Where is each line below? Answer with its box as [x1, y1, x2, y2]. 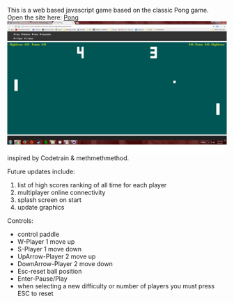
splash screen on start [17, 195, 82, 204]
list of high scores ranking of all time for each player [17, 180, 167, 189]
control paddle [17, 230, 60, 238]
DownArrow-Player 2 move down [17, 259, 113, 267]
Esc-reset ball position [17, 267, 82, 275]
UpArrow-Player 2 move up [17, 252, 96, 261]
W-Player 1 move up [17, 237, 75, 246]
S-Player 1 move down [17, 244, 82, 253]
